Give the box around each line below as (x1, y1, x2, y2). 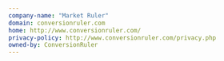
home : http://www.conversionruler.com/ (8, 26, 142, 34)
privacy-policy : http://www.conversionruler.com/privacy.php (8, 33, 217, 42)
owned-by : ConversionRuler (8, 41, 98, 49)
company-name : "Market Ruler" (8, 11, 110, 20)
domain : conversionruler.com (8, 19, 106, 27)
